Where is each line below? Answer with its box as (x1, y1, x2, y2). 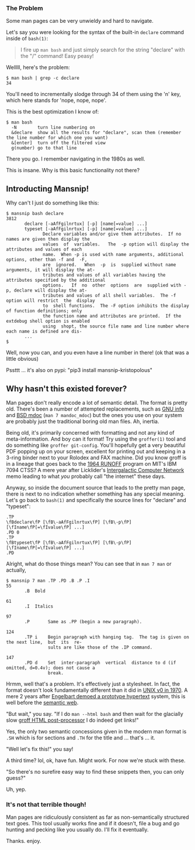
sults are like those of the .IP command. (47, 644, 153, 650)
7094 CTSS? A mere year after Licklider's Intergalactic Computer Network (6, 466, 184, 473)
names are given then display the (6, 236, 90, 243)
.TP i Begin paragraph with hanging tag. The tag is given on (24, 634, 190, 640)
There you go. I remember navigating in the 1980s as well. (6, 155, 145, 162)
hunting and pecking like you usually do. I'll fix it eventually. (6, 826, 149, 833)
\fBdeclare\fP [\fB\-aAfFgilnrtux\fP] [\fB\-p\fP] (6, 519, 132, 525)
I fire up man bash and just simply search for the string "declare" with (20, 46, 185, 53)
